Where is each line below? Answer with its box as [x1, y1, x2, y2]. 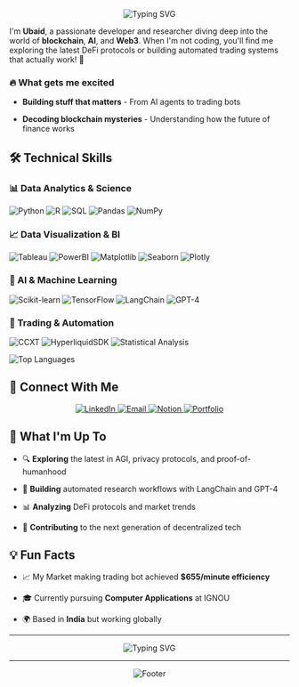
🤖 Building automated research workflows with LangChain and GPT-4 [21, 483, 279, 494]
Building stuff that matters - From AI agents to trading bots [21, 97, 241, 108]
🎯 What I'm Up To [9, 429, 107, 444]
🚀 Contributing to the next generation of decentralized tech [21, 521, 242, 532]
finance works [21, 124, 76, 134]
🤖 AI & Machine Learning [9, 274, 117, 287]
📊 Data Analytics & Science [9, 182, 132, 194]
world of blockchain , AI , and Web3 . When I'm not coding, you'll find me [9, 36, 274, 45]
